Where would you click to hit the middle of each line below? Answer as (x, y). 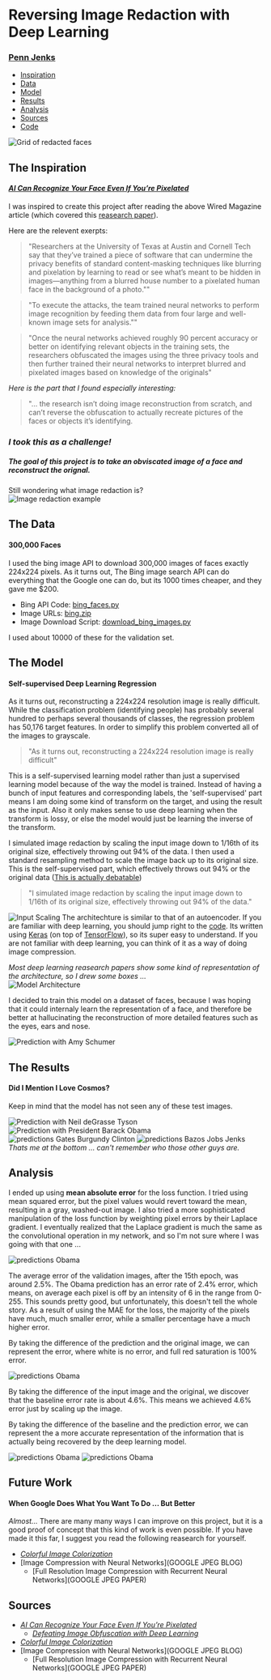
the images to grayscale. (49, 736)
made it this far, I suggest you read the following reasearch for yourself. (127, 1538)
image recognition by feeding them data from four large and (128, 314)
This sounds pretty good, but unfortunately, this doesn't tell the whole (141, 1301)
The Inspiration (48, 168)
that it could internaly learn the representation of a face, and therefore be (130, 1009)
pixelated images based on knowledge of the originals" (120, 372)
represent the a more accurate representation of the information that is (126, 1433)
